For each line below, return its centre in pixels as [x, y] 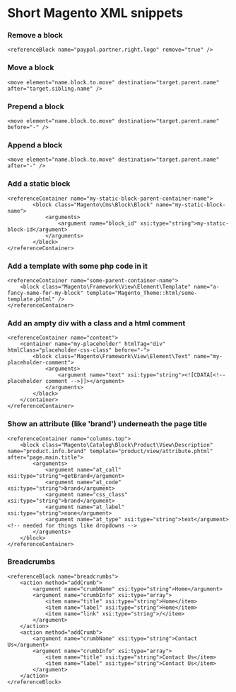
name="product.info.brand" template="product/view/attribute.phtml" [110, 451]
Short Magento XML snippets [95, 13]
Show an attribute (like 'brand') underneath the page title [107, 424]
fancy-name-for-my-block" [45, 293]
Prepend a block [36, 106]
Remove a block [35, 35]
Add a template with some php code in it [78, 266]
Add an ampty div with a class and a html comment [96, 323]
